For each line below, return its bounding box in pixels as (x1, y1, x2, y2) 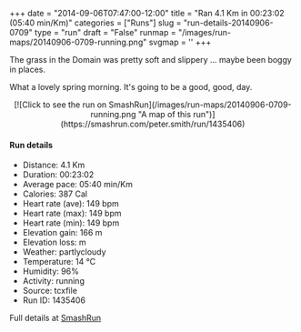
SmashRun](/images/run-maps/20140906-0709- (108, 99, 293, 110)
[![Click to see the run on (13, 99, 107, 110)
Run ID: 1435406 (22, 295, 86, 306)
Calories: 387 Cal (22, 188, 88, 199)
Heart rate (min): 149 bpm (22, 217, 120, 228)
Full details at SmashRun (9, 313, 102, 324)
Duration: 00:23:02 (22, 169, 95, 180)
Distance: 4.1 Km (22, 159, 85, 171)
